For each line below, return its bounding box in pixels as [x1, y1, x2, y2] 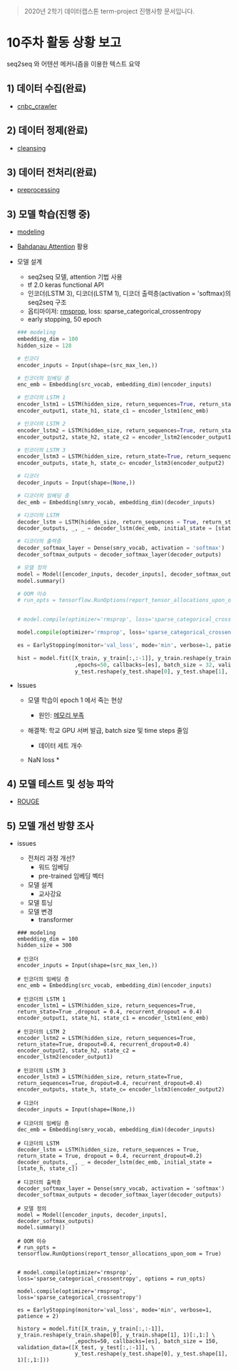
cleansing [16, 144, 46, 152]
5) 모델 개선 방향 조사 [6, 819, 94, 831]
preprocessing [16, 186, 60, 194]
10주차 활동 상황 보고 [6, 35, 122, 51]
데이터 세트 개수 [38, 741, 83, 749]
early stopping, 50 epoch [27, 315, 102, 324]
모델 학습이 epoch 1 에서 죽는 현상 [27, 696, 123, 704]
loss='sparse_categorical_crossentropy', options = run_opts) [16, 1275, 206, 1283]
